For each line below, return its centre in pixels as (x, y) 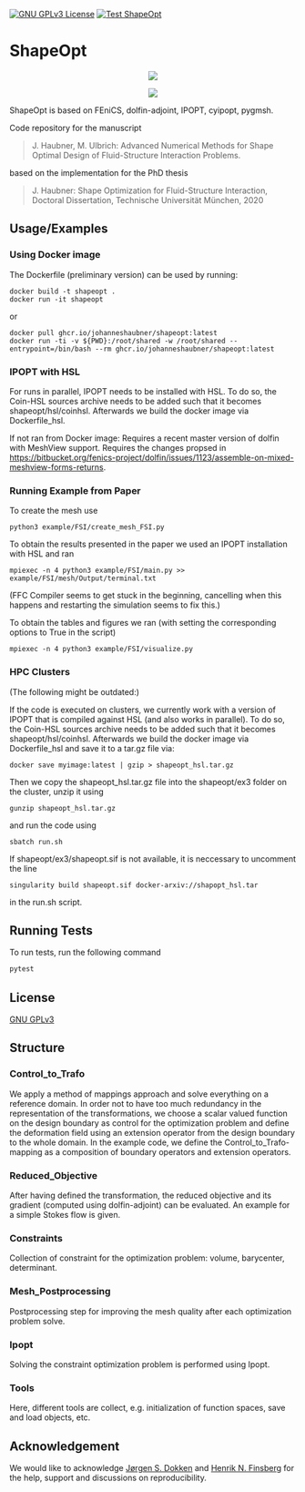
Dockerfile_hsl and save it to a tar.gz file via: (92, 748)
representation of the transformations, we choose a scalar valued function (149, 1113)
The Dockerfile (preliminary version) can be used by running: (124, 274)
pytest (22, 969)
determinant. (33, 1268)
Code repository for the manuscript (76, 128)
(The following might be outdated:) (74, 691)
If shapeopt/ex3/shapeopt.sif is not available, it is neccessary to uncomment (153, 858)
